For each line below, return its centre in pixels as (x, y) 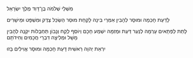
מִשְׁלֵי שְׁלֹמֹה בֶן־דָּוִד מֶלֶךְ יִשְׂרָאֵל (40, 8)
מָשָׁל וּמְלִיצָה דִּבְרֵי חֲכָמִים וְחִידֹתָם (42, 37)
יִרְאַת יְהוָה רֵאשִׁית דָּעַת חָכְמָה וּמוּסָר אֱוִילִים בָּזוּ (56, 49)
